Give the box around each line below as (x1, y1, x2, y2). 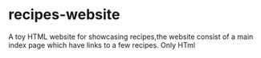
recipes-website (8, 6, 120, 24)
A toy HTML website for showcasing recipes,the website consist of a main (8, 32, 254, 41)
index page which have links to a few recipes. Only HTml (8, 40, 195, 49)
